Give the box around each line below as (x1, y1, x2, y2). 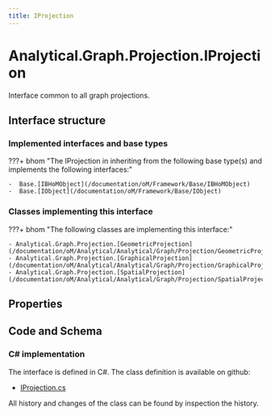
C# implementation (8, 348, 85, 360)
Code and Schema (8, 324, 102, 339)
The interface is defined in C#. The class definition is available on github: (8, 367, 251, 376)
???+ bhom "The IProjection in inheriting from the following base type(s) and (8, 156, 262, 166)
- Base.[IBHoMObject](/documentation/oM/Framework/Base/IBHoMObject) (8, 181, 251, 189)
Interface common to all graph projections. (8, 90, 151, 100)
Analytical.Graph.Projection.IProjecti (8, 46, 261, 64)
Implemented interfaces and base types (8, 138, 168, 149)
